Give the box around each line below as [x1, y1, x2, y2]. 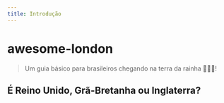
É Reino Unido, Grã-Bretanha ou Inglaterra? [7, 84, 201, 96]
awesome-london [7, 40, 113, 56]
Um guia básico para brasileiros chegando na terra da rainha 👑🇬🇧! [24, 64, 218, 73]
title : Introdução [7, 10, 61, 18]
